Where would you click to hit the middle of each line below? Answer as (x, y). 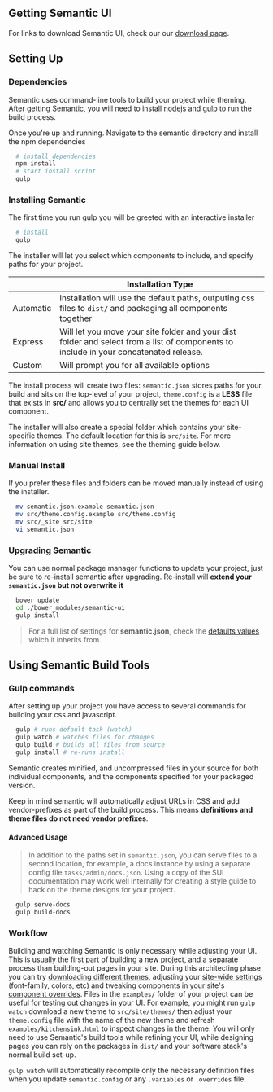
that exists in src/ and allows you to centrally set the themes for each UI (129, 403)
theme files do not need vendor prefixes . (78, 818)
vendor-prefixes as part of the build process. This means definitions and (131, 809)
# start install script (56, 171)
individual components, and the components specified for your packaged (131, 776)
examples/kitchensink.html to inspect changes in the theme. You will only (132, 1028)
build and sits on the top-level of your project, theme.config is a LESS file (130, 394)
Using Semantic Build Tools (79, 666)
